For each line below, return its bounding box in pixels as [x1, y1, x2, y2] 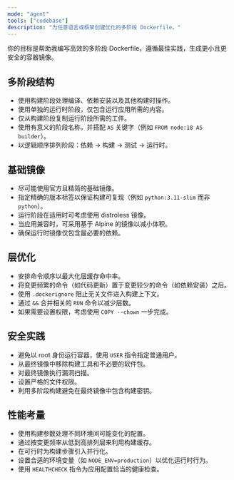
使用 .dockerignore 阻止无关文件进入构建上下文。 [17, 290, 163, 298]
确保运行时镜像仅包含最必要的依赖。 [17, 229, 125, 237]
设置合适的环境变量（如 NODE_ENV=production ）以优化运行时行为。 [17, 456, 212, 464]
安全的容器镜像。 [7, 53, 58, 61]
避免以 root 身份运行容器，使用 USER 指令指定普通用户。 [17, 350, 181, 359]
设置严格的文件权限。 [17, 377, 81, 386]
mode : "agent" [7, 10, 50, 18]
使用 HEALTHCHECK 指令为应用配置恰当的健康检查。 [17, 465, 163, 474]
